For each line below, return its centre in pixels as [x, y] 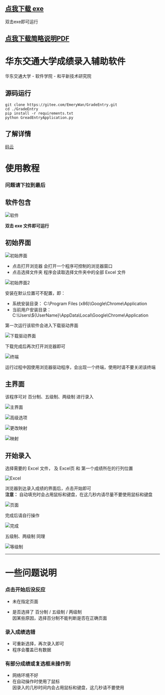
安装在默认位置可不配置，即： [35, 293]
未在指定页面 [25, 601]
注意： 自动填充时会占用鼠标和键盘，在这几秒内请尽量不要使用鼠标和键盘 [79, 495]
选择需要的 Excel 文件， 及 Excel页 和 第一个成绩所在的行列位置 [69, 468]
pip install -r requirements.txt [39, 113]
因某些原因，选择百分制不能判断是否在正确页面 [59, 618]
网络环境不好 [25, 675]
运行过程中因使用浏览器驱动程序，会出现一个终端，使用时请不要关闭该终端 [80, 367]
